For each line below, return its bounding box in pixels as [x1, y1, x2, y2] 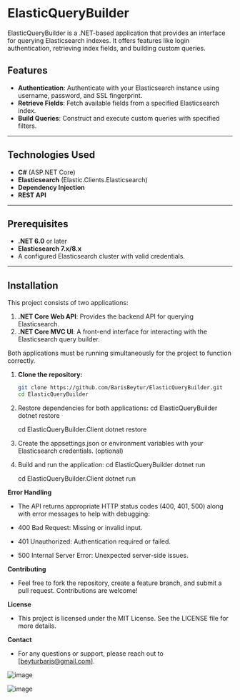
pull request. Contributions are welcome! [17, 586, 138, 594]
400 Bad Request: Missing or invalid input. [17, 523, 143, 531]
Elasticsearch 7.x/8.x [17, 244, 82, 253]
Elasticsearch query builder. [17, 335, 100, 344]
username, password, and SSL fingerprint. [17, 91, 143, 99]
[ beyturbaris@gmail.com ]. [17, 656, 95, 665]
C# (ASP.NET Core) [17, 168, 76, 176]
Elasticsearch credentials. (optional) [17, 446, 124, 455]
